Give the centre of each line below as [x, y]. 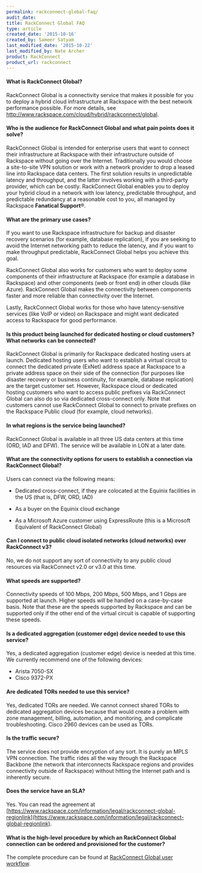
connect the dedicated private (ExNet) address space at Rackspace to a [96, 367]
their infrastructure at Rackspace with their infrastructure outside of [90, 154]
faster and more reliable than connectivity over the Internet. [80, 296]
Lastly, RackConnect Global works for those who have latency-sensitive [95, 308]
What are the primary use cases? [49, 219]
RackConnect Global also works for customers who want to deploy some [97, 270]
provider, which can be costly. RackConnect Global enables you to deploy [98, 186]
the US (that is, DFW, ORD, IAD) [54, 497]
